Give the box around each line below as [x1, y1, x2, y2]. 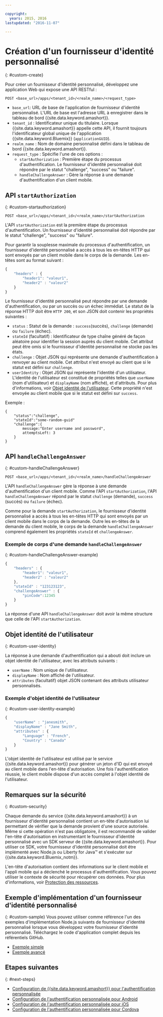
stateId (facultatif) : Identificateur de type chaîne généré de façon [12, 333, 145, 339]
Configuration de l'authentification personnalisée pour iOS [12, 1001, 129, 1007]
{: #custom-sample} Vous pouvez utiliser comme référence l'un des [5, 914, 141, 920]
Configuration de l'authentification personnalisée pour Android [12, 996, 138, 1002]
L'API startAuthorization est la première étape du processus [5, 222, 127, 228]
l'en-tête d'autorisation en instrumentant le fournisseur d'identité [5, 833, 135, 840]
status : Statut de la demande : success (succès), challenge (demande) [12, 323, 153, 329]
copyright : [5, 11, 27, 16]
